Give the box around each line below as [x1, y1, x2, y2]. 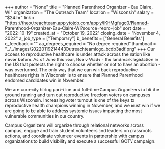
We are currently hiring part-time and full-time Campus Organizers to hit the [5, 87, 159, 92]
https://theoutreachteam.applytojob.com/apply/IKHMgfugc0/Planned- [7, 20, 149, 26]
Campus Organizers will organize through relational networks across [5, 122, 144, 128]
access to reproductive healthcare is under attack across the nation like [5, 51, 151, 57]
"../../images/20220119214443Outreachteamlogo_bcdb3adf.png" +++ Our [5, 46, 155, 52]
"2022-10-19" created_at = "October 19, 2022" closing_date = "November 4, [5, 30, 160, 36]
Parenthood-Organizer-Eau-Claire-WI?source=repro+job [5, 25, 120, 31]
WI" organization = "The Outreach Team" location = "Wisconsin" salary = [5, 9, 154, 15]
